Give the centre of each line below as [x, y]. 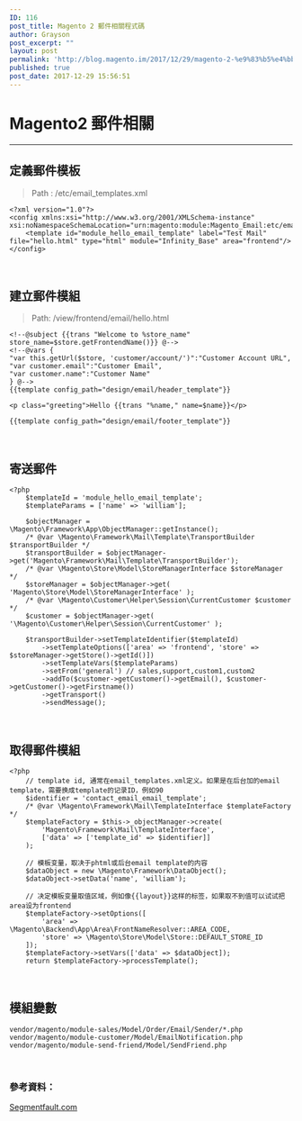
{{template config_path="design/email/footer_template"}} [120, 421]
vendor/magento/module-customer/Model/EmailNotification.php [126, 1037]
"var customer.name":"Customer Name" [80, 375]
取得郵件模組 [45, 750]
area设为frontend [40, 906]
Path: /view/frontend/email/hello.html [100, 318]
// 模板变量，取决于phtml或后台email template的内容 [117, 863]
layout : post [34, 51]
